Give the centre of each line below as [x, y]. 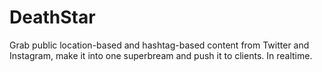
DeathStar [52, 17]
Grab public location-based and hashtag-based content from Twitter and [159, 45]
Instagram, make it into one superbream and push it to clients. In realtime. [161, 55]
